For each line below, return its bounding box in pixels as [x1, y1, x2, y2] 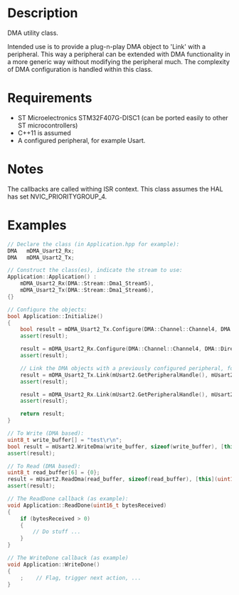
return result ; [20, 411, 65, 418]
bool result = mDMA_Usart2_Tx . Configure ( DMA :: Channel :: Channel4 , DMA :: [20, 326, 237, 333]
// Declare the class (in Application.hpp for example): [7, 241, 180, 248]
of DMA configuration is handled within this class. [7, 65, 153, 73]
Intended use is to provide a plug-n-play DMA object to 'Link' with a [7, 42, 206, 51]
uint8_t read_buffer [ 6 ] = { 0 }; [7, 469, 100, 476]
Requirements [7, 90, 92, 106]
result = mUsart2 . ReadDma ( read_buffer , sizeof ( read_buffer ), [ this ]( [7, 475, 218, 483]
